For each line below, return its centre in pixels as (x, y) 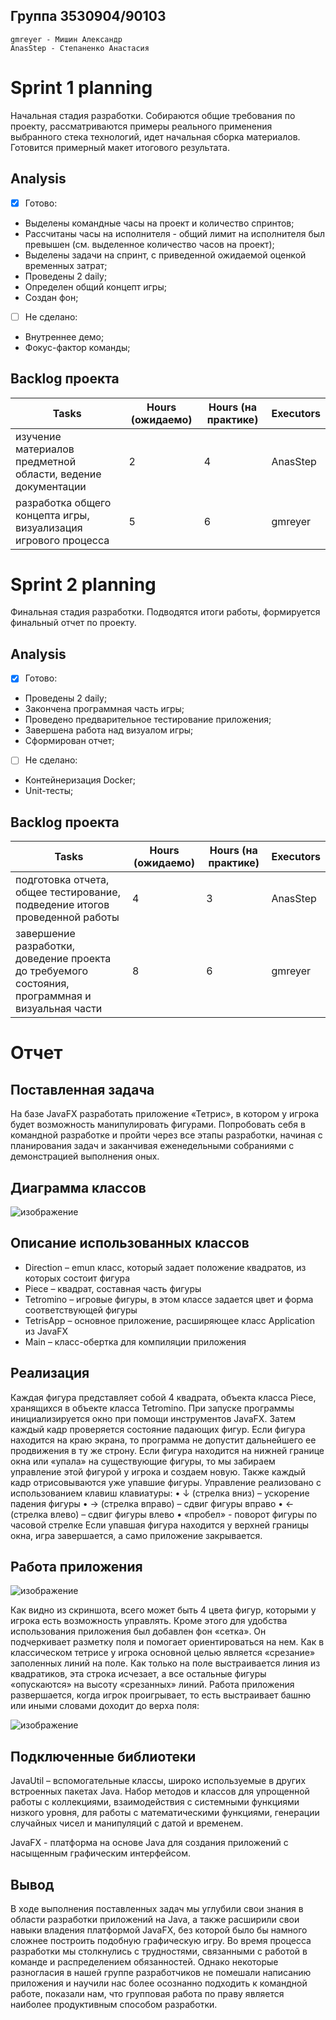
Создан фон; (51, 297)
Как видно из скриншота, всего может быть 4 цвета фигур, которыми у (163, 1610)
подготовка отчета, (62, 880)
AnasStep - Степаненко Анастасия (80, 48)
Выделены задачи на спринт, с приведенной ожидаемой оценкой (165, 255)
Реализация (50, 1373)
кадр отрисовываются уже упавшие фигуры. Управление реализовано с (166, 1482)
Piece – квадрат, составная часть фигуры (113, 1288)
